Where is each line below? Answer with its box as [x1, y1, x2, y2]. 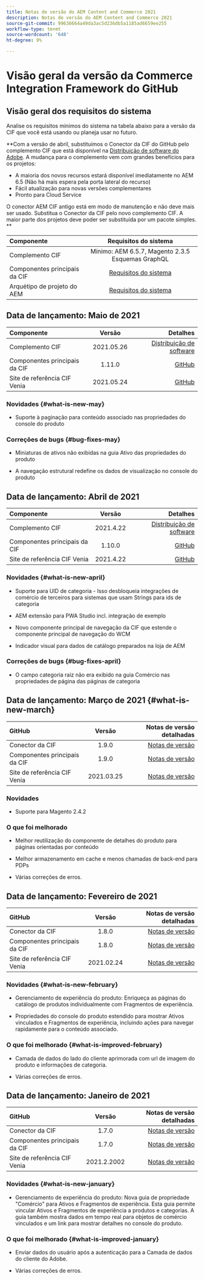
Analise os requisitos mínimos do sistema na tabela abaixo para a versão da [6, 123, 195, 129]
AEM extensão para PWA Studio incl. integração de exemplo [15, 612, 166, 619]
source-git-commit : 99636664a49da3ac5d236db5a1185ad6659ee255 [6, 20, 167, 26]
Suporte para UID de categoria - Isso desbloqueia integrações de [15, 587, 179, 594]
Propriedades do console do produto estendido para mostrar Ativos [15, 1012, 185, 1020]
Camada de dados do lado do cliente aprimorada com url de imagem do [15, 1054, 195, 1062]
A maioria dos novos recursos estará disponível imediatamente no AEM [15, 172, 194, 179]
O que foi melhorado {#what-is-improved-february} [6, 1040, 163, 1049]
